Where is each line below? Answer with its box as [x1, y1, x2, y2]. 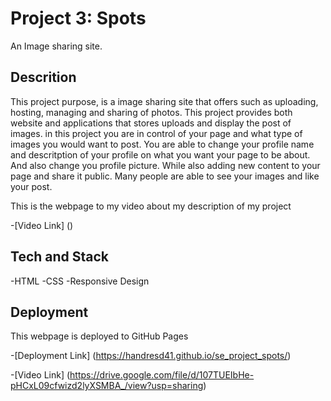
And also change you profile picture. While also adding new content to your [10, 159, 321, 171]
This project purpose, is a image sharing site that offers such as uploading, [10, 95, 319, 107]
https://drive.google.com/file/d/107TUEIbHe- [69, 369, 255, 381]
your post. [10, 180, 53, 192]
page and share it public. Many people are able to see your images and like [10, 170, 320, 182]
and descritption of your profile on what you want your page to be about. [10, 148, 311, 161]
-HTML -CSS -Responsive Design [10, 275, 150, 287]
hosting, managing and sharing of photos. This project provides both [10, 106, 293, 118]
